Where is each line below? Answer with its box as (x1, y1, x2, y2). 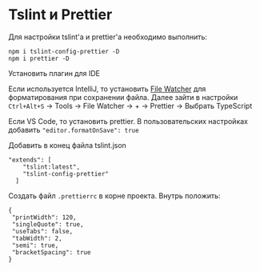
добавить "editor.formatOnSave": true (8, 125, 139, 134)
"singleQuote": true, (11, 220, 84, 229)
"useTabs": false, (11, 227, 74, 235)
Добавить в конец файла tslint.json (8, 140, 126, 149)
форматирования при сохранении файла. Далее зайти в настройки (8, 92, 238, 102)
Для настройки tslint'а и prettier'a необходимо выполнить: (8, 32, 208, 42)
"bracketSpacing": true (11, 248, 91, 257)
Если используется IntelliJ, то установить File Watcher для (8, 84, 206, 94)
